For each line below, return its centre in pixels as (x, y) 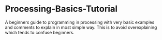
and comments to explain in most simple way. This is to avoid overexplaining (81, 27)
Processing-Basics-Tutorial (61, 9)
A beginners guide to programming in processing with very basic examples (80, 22)
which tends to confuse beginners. (40, 32)
